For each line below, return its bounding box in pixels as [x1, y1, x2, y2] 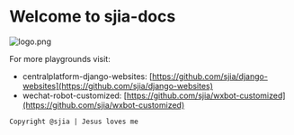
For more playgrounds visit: [9, 53, 111, 64]
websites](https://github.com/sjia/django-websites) [22, 80, 214, 91]
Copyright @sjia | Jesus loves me [9, 117, 139, 126]
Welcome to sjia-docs [9, 6, 176, 27]
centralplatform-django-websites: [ [22, 70, 153, 82]
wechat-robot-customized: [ [22, 90, 128, 101]
